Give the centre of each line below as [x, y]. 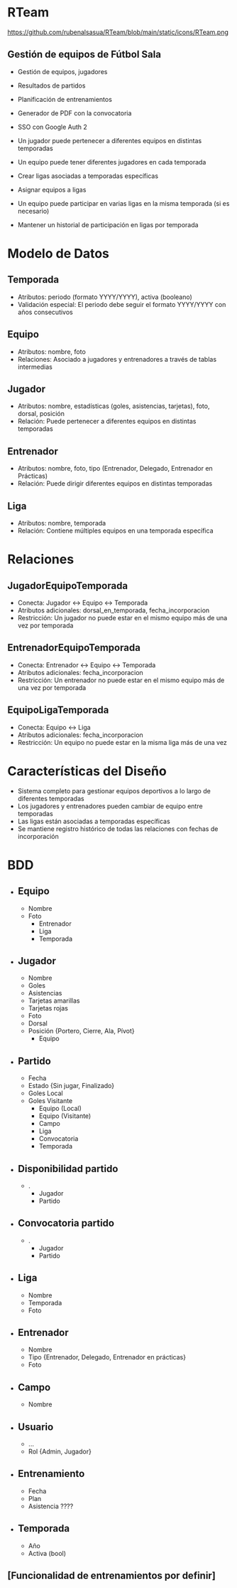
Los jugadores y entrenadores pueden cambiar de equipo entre [110, 806]
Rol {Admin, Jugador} [60, 1452]
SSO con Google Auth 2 [52, 127]
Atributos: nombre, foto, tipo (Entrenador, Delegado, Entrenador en [115, 469]
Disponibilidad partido [68, 1169]
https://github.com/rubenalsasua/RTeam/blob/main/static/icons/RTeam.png [118, 32]
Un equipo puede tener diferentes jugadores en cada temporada [112, 162]
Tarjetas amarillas [54, 1001]
